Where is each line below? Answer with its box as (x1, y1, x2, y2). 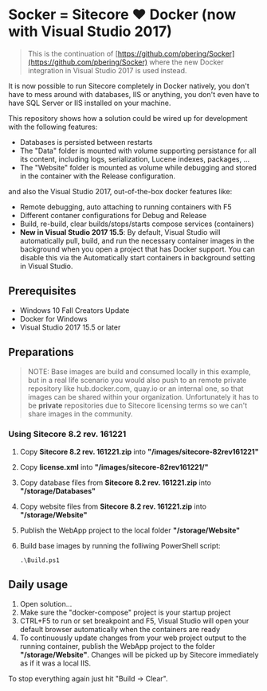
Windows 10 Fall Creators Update (19, 305, 130, 315)
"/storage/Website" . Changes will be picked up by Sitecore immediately (19, 650, 259, 659)
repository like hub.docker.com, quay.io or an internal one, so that (27, 384, 245, 393)
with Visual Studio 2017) (8, 22, 173, 41)
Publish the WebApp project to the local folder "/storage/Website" (19, 525, 241, 535)
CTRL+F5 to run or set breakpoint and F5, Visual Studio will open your (19, 615, 249, 626)
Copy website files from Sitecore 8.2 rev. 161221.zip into (19, 502, 207, 511)
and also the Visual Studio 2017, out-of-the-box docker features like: (8, 186, 233, 196)
